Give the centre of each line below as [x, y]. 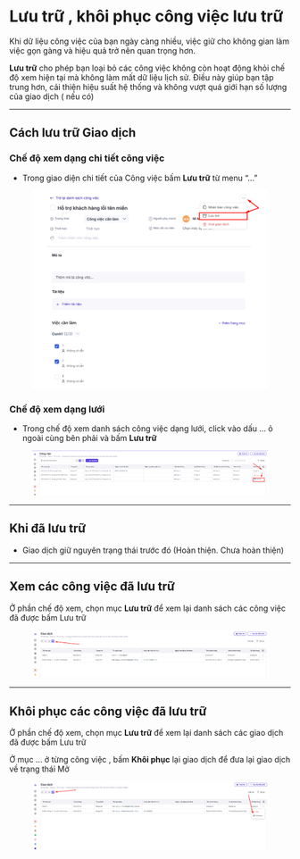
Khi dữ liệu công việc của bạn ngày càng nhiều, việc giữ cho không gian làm [150, 41]
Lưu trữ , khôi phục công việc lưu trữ [146, 17]
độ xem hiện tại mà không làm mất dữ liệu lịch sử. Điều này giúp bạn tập [142, 77]
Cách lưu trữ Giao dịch [73, 133]
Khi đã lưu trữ [48, 529]
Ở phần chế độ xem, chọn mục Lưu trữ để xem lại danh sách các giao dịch [146, 733]
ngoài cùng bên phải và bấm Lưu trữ [90, 438]
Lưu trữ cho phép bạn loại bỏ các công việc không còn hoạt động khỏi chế [147, 68]
